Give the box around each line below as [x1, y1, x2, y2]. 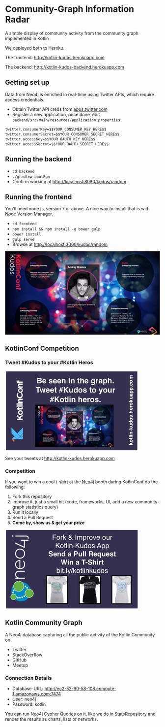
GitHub [12, 657, 27, 663]
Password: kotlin [12, 701, 46, 707]
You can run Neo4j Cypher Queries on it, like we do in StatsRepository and [5, 711, 156, 717]
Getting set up [5, 78, 50, 87]
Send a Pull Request [12, 515, 53, 521]
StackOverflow [12, 652, 43, 658]
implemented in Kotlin [5, 35, 49, 41]
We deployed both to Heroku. [5, 45, 65, 51]
